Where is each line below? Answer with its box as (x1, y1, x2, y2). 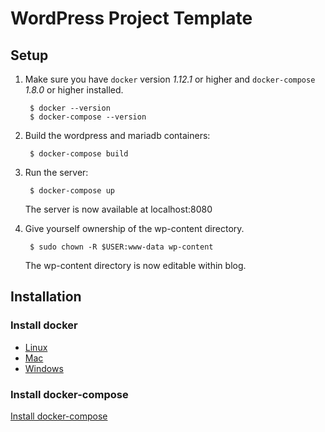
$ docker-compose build (29, 149, 129, 159)
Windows (24, 362, 64, 374)
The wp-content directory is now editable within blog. (24, 260, 247, 271)
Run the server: (24, 167, 89, 178)
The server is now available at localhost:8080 (24, 203, 213, 215)
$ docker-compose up (29, 186, 115, 196)
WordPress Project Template (10, 7, 253, 30)
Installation (10, 288, 82, 306)
